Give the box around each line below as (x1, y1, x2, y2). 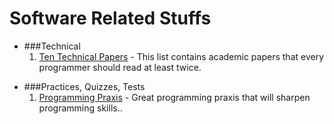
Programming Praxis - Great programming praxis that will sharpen (38, 91, 311, 103)
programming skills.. (38, 102, 123, 114)
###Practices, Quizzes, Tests (23, 80, 146, 92)
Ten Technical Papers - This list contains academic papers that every (38, 50, 325, 62)
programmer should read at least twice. (38, 61, 202, 73)
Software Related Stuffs (9, 7, 212, 30)
